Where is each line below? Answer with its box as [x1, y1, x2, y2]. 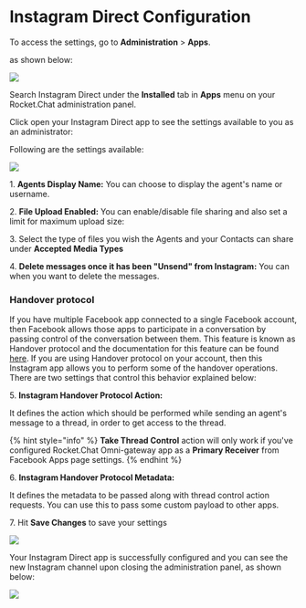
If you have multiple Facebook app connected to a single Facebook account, [9, 314, 298, 325]
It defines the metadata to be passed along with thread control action [9, 490, 269, 501]
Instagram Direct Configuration [9, 6, 251, 27]
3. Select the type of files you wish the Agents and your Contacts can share [9, 233, 294, 244]
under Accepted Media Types [9, 243, 124, 254]
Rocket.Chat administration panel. [9, 99, 137, 110]
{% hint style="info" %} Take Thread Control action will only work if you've [9, 435, 294, 446]
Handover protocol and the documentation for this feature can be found [9, 343, 280, 354]
